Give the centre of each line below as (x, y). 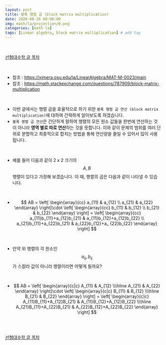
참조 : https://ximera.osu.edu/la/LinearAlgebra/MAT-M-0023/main (79, 77)
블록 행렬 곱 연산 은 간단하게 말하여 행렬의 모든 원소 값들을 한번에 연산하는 (82, 121)
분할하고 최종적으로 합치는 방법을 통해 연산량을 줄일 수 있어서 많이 (85, 134)
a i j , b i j (87, 257)
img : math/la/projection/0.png (37, 24)
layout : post (19, 10)
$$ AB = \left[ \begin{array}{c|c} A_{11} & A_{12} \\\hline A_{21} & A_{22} (87, 285)
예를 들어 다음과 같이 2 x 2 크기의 (44, 160)
